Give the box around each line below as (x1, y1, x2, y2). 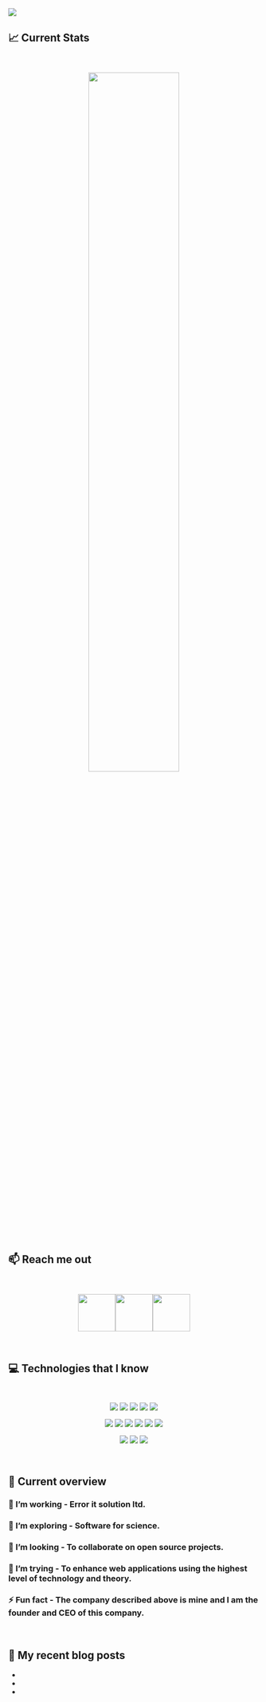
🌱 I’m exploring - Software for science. (8, 1520, 161, 1531)
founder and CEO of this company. (8, 1607, 145, 1618)
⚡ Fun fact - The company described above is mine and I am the (8, 1594, 259, 1606)
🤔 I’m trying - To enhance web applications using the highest (8, 1563, 248, 1574)
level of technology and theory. (8, 1573, 132, 1584)
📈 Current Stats (8, 31, 90, 45)
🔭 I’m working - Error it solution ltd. (8, 1498, 146, 1509)
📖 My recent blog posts (8, 1649, 126, 1662)
